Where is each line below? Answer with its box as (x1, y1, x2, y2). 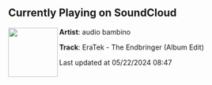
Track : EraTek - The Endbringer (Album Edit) (59, 42, 204, 52)
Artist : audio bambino (59, 27, 131, 36)
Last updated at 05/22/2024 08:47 (59, 57, 172, 67)
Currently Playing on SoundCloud (8, 6, 177, 20)
